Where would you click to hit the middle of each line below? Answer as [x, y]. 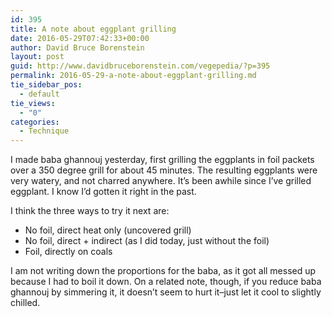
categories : [35, 122]
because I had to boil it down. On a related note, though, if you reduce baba [166, 282]
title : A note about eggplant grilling [93, 29]
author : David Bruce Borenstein [77, 47]
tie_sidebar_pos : [46, 85]
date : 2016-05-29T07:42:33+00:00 [80, 38]
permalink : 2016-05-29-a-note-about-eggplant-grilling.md [133, 76]
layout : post [37, 57]
